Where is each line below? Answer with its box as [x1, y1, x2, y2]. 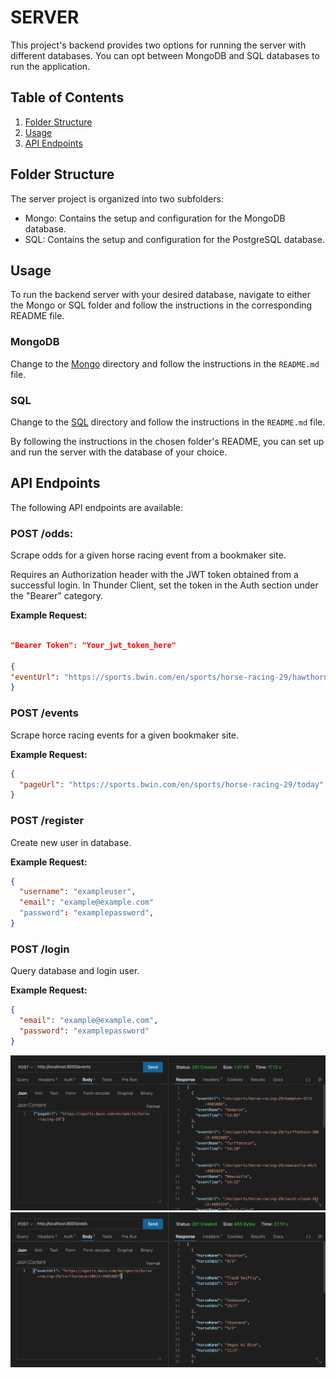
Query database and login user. [10, 965, 140, 977]
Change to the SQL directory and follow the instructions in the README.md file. [10, 416, 326, 428]
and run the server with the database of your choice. [10, 446, 228, 458]
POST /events [10, 706, 79, 720]
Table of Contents [10, 89, 125, 106]
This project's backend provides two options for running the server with [10, 39, 307, 51]
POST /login [10, 942, 70, 956]
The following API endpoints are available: [10, 501, 183, 513]
